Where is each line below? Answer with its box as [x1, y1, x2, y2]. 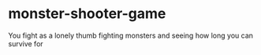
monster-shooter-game [8, 5, 166, 23]
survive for [8, 38, 43, 48]
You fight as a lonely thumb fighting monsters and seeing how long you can [8, 31, 254, 40]
